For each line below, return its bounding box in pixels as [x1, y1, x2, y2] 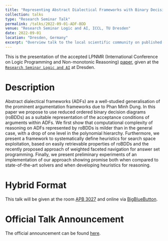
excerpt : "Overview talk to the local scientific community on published [5, 40, 162, 45]
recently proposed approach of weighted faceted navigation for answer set [5, 146, 160, 152]
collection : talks [5, 12, 43, 17]
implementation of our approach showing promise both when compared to [5, 156, 158, 162]
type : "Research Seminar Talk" [5, 16, 70, 21]
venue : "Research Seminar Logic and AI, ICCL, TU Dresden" [5, 26, 131, 31]
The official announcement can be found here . [5, 230, 101, 236]
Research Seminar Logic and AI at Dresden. [5, 64, 95, 70]
